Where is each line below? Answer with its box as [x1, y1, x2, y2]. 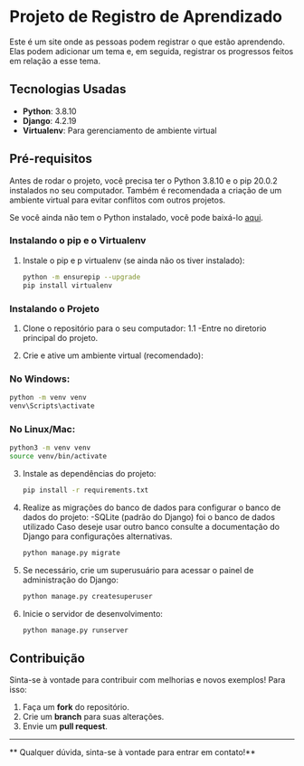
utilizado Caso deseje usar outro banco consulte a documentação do [22, 521, 280, 532]
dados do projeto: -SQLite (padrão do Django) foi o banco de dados [22, 511, 276, 522]
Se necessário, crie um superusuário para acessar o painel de [22, 564, 254, 575]
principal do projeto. [22, 332, 99, 343]
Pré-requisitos [9, 151, 93, 166]
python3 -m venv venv [9, 443, 91, 453]
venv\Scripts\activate [9, 402, 95, 411]
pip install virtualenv [22, 280, 113, 290]
